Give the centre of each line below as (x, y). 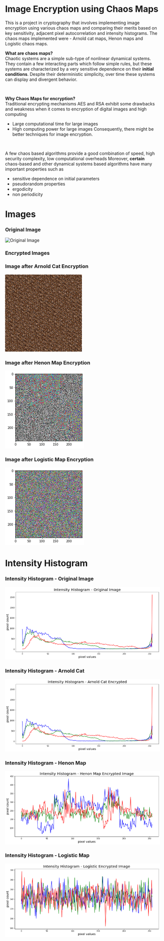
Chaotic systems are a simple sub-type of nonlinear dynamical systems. (78, 58)
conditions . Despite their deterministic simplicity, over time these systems (80, 74)
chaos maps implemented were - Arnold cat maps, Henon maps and (74, 38)
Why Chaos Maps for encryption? (40, 98)
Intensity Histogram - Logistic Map (47, 855)
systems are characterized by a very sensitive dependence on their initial (80, 69)
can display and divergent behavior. (41, 79)
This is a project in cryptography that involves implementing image (72, 23)
